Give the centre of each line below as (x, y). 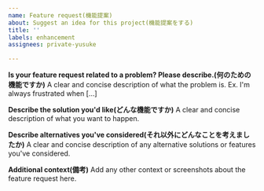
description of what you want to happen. (74, 119)
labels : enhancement (42, 37)
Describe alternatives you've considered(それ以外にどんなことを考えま (126, 135)
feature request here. (42, 178)
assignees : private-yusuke (52, 45)
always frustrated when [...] (53, 94)
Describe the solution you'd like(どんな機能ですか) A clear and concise (124, 110)
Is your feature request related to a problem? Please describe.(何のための (130, 75)
